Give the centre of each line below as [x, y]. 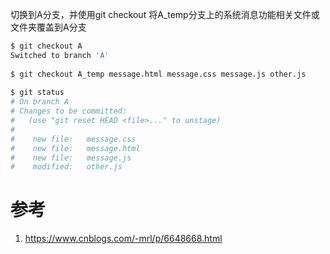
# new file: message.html [75, 148]
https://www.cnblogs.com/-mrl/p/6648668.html [123, 239]
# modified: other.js [66, 167]
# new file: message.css [73, 139]
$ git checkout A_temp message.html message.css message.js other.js [158, 74]
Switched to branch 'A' [60, 55]
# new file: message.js [71, 158]
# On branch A [40, 102]
